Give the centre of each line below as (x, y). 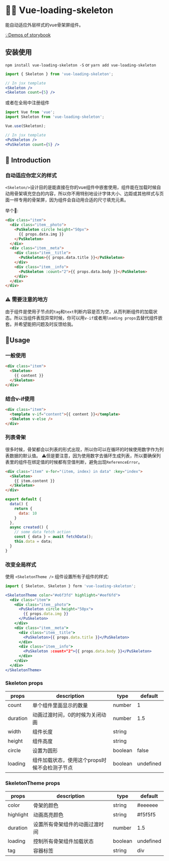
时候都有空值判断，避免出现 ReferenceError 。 (96, 462)
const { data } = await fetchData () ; (54, 537)
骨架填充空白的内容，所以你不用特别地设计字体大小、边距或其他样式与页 (89, 194)
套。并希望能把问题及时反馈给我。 (40, 324)
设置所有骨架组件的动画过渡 (66, 824)
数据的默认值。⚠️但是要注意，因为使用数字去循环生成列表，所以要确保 (83, 456)
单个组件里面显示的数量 (60, 705)
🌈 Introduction (28, 160)
